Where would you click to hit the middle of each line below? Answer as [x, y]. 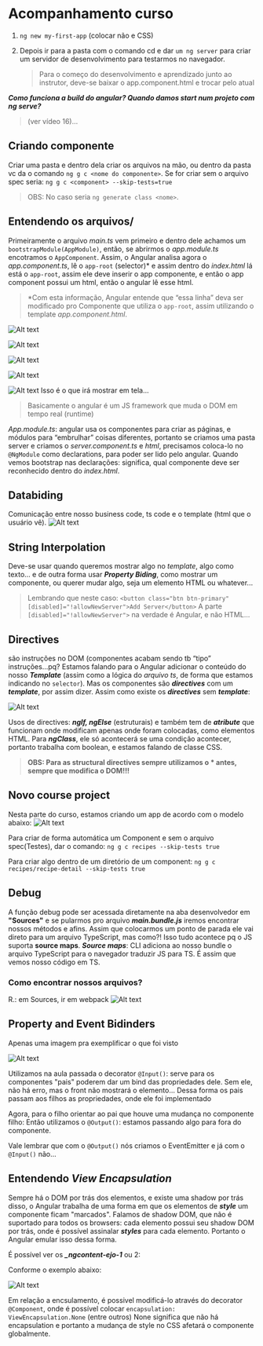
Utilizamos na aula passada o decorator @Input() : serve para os [111, 1074]
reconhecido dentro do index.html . [64, 470]
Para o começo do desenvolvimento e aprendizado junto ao [135, 74]
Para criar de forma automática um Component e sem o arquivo [111, 838]
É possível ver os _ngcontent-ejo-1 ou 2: [75, 1254]
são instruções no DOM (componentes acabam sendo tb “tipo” [110, 658]
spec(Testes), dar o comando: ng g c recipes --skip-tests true [114, 846]
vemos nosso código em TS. [54, 962]
